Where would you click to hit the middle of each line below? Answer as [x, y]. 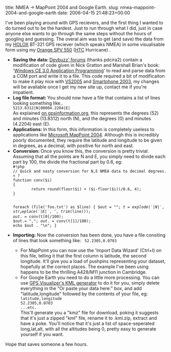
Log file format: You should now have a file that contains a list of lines [86, 98]
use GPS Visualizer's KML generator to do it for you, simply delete [90, 283]
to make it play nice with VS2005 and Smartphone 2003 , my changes [86, 81]
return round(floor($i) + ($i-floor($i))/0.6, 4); [87, 189]
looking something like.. [38, 103]
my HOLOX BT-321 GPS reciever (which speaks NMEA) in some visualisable [85, 44]
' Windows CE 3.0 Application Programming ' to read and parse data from [89, 71]
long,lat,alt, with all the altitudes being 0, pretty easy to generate [88, 329]
